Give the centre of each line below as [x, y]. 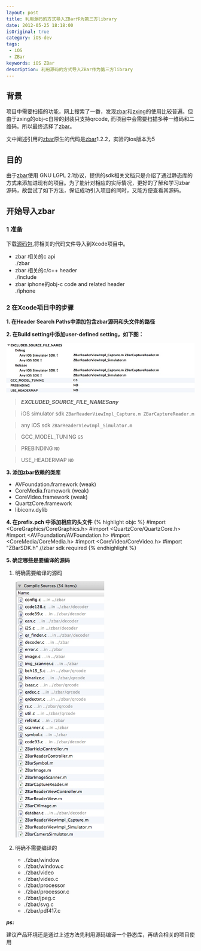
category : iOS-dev [29, 38]
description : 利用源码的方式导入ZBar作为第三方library [70, 69]
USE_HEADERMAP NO [47, 460]
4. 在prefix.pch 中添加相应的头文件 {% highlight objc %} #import [86, 522]
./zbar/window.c [44, 866]
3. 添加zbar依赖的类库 [33, 472]
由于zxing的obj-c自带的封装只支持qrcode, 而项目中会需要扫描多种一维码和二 [100, 119]
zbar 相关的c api [35, 256]
